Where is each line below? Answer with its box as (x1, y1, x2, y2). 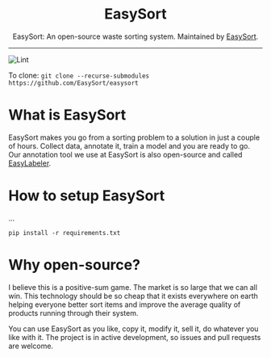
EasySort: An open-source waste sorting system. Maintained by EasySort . (12, 31, 259, 41)
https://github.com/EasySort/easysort (8, 78, 139, 87)
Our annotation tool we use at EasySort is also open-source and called (8, 149, 243, 159)
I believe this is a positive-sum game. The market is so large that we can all (8, 282, 258, 292)
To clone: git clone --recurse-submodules (8, 70, 150, 80)
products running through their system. (8, 308, 139, 317)
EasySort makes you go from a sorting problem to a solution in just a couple (8, 132, 261, 142)
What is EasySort (8, 106, 127, 124)
